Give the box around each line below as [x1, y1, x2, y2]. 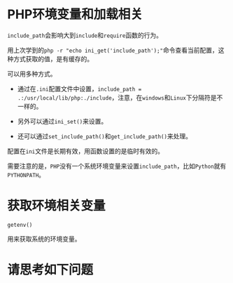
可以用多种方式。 [7, 70, 57, 78]
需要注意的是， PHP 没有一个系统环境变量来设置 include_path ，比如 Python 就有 [7, 162, 227, 170]
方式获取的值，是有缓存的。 [13, 54, 93, 63]
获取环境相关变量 [7, 198, 106, 214]
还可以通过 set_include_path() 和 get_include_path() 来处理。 [17, 131, 192, 140]
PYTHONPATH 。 [7, 170, 45, 179]
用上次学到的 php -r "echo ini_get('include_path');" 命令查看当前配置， [7, 46, 219, 54]
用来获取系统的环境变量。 [7, 235, 81, 243]
